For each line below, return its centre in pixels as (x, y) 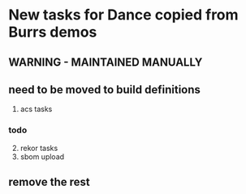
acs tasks (36, 109)
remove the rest (50, 182)
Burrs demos (53, 32)
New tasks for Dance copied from (123, 15)
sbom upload (42, 157)
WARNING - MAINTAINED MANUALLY (106, 62)
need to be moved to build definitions (105, 90)
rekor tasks (39, 148)
